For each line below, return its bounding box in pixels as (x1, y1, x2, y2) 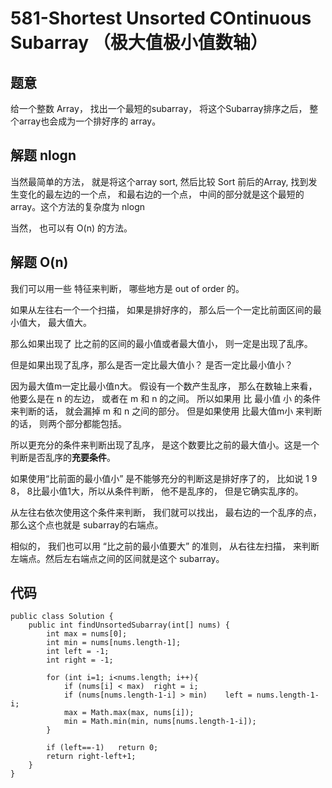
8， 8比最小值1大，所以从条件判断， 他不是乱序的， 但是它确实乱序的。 (10, 485, 304, 497)
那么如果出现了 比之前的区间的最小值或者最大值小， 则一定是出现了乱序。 (10, 337, 313, 349)
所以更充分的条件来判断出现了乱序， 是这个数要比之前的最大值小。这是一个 (10, 438, 320, 451)
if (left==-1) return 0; (46, 743, 159, 753)
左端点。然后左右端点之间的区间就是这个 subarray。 (10, 552, 225, 564)
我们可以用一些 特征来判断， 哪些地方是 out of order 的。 (10, 282, 245, 294)
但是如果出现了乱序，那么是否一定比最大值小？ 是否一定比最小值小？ (10, 358, 293, 371)
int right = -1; (46, 655, 114, 666)
